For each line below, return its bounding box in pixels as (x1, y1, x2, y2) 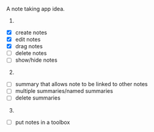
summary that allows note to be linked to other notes (15, 81, 148, 88)
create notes (15, 29, 48, 36)
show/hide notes (15, 56, 58, 64)
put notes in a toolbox (15, 119, 70, 126)
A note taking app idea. (6, 5, 65, 12)
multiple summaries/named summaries (15, 87, 113, 95)
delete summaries (15, 94, 61, 101)
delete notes (15, 50, 47, 57)
